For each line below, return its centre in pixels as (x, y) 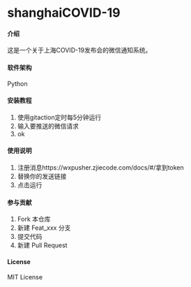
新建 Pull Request (42, 245)
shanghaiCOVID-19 (64, 13)
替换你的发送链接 (42, 176)
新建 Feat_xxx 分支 (44, 228)
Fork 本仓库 (34, 219)
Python (17, 83)
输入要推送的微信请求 (48, 126)
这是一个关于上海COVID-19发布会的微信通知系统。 (79, 50)
